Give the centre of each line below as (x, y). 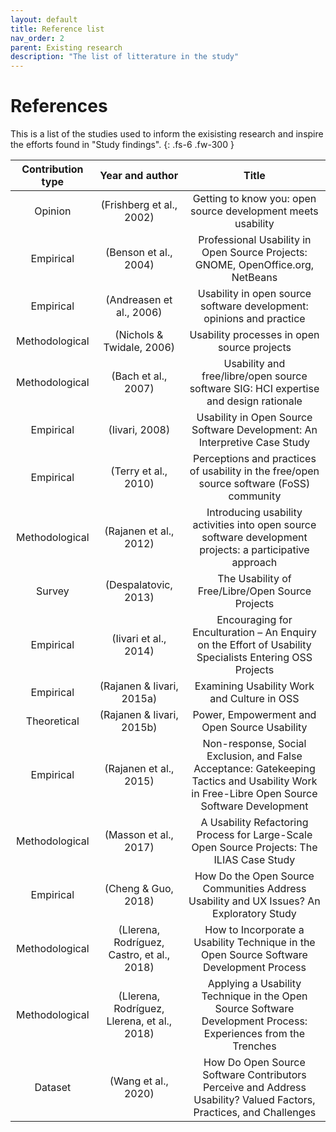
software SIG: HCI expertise (254, 389)
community (255, 496)
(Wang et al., (139, 1081)
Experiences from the (254, 1034)
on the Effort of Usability (254, 645)
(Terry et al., (139, 471)
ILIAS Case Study (254, 860)
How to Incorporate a (254, 930)
